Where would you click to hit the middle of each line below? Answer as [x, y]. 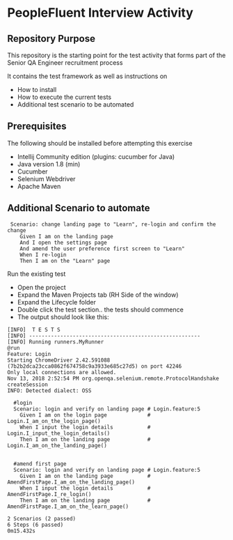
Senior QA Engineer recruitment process [65, 63]
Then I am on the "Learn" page [65, 261]
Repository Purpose [51, 39]
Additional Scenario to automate [79, 208]
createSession [28, 385]
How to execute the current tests [64, 97]
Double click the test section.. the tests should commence [101, 309]
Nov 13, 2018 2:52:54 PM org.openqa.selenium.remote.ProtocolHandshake [113, 378]
